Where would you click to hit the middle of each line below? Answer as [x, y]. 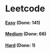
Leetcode [25, 9]
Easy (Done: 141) [23, 22]
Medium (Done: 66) [26, 34]
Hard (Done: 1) [20, 45]
